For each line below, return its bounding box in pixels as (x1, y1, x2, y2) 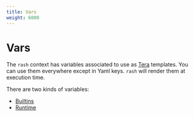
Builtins (15, 97, 34, 105)
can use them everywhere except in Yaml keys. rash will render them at (6, 68, 185, 75)
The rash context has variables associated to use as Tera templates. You (6, 61, 189, 68)
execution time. (6, 74, 45, 81)
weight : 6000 (6, 15, 40, 21)
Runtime (15, 104, 37, 112)
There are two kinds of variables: (6, 86, 90, 93)
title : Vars (6, 9, 37, 15)
